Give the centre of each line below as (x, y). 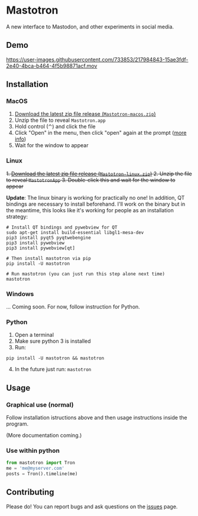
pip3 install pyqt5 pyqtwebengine (49, 238)
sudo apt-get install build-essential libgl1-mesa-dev (75, 232)
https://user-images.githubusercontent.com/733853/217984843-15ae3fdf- (97, 59)
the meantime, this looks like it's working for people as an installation (90, 210)
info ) (20, 139)
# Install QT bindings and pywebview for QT (62, 227)
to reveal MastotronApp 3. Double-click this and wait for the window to (91, 180)
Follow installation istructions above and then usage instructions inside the (97, 418)
